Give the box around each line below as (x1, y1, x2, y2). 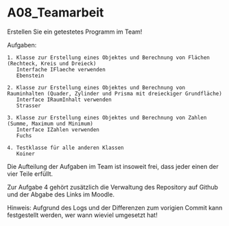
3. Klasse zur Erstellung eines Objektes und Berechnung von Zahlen (7, 114, 207, 121)
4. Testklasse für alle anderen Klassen (7, 144, 125, 151)
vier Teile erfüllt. (7, 170, 53, 178)
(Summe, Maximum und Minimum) (7, 120, 94, 127)
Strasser (16, 102, 41, 109)
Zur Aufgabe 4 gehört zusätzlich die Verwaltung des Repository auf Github (7, 183, 218, 191)
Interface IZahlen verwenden (16, 126, 99, 133)
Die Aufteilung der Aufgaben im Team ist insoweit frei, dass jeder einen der (7, 162, 219, 170)
